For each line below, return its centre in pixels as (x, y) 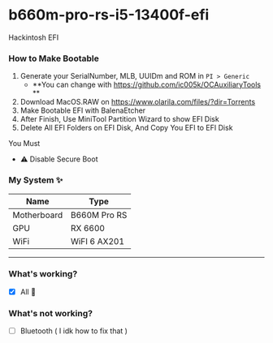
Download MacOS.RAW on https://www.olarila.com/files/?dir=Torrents (138, 102)
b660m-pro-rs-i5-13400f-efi (109, 15)
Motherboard (38, 215)
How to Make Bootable (54, 58)
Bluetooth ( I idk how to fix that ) (74, 331)
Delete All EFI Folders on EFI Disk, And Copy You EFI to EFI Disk (126, 128)
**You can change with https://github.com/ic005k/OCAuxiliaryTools (147, 85)
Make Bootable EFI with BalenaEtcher (83, 110)
